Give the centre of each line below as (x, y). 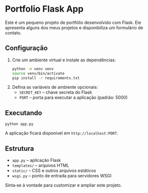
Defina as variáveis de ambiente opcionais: (55, 87)
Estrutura (20, 148)
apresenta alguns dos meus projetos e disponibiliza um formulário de (74, 27)
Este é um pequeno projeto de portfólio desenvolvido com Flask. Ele (73, 22)
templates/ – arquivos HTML (41, 165)
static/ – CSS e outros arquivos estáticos (54, 171)
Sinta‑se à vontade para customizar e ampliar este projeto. (64, 185)
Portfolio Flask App (44, 9)
